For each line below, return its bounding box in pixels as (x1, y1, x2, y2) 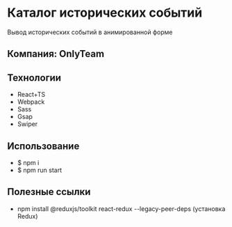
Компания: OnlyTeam (7, 48, 105, 60)
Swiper (17, 120, 38, 128)
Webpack (17, 97, 45, 106)
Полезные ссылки (7, 186, 91, 198)
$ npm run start (17, 166, 63, 174)
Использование (7, 140, 80, 152)
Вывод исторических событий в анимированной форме (7, 28, 173, 36)
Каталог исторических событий (7, 5, 203, 21)
